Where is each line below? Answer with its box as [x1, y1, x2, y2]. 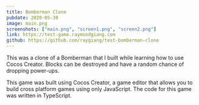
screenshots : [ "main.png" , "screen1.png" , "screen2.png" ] [6, 26, 156, 32]
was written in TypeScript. [6, 92, 72, 99]
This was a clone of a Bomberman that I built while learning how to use [6, 54, 184, 61]
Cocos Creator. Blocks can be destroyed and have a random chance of [6, 60, 184, 68]
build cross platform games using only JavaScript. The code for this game [6, 85, 192, 92]
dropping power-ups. [6, 67, 60, 74]
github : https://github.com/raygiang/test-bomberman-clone [6, 37, 159, 43]
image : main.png [6, 20, 47, 26]
